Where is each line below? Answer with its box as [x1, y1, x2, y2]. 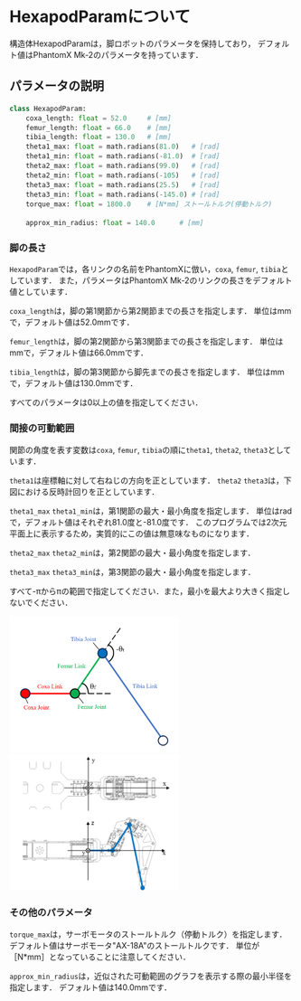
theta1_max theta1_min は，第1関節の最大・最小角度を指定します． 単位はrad [9, 505, 292, 516]
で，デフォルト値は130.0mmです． [9, 378, 138, 389]
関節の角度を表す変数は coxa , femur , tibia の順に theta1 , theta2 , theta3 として [9, 444, 292, 455]
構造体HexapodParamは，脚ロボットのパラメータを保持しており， [9, 38, 256, 49]
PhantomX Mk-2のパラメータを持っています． [33, 49, 203, 60]
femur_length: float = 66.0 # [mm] [25, 123, 172, 132]
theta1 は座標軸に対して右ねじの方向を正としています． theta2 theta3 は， [9, 475, 285, 486]
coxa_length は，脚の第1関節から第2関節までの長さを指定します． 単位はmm [9, 306, 292, 316]
